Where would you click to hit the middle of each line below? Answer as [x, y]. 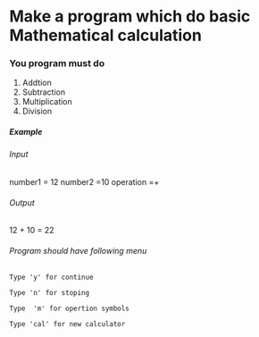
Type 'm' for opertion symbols [69, 309]
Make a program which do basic [130, 17]
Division [37, 111]
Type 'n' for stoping [50, 293]
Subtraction [43, 92]
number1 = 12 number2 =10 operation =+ [84, 182]
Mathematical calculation [106, 35]
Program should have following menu [78, 250]
